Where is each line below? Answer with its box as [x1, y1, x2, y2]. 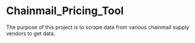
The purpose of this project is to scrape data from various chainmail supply [6, 24, 189, 31]
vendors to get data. [6, 29, 56, 37]
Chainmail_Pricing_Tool [6, 4, 124, 18]
